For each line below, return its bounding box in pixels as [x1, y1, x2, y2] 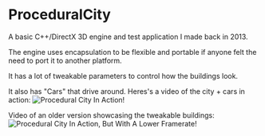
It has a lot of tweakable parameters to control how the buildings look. [8, 71, 238, 80]
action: [8, 95, 31, 104]
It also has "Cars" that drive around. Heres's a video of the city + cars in [8, 86, 246, 96]
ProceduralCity [8, 6, 112, 24]
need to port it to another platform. [8, 56, 122, 65]
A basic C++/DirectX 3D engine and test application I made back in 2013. [8, 32, 249, 41]
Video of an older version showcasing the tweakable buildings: [8, 110, 216, 120]
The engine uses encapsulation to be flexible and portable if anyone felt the [8, 47, 257, 56]
